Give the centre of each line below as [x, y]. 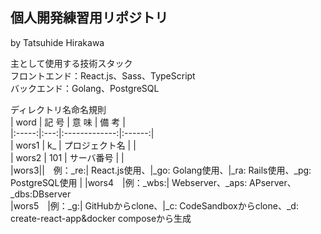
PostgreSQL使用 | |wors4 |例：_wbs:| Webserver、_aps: [129, 182]
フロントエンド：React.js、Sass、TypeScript [103, 75]
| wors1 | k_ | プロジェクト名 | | [73, 145]
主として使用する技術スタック [71, 63]
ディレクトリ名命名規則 [58, 109]
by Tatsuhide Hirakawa [57, 42]
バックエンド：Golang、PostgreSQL [85, 88]
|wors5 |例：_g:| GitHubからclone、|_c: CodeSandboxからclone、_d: [154, 205]
